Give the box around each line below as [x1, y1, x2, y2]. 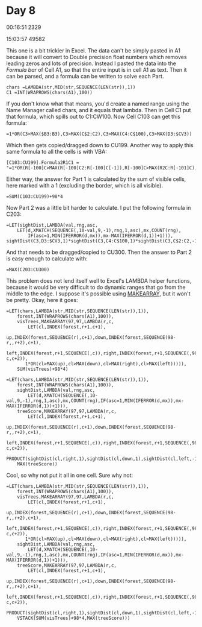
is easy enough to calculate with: [6, 254, 88, 262]
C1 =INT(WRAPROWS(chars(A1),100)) [6, 89, 93, 95]
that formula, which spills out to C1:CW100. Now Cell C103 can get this [6, 113, 181, 120]
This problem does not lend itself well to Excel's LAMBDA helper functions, [6, 277, 192, 284]
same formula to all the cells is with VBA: [6, 148, 107, 155]
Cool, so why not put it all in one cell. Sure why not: [6, 471, 133, 479]
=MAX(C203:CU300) [6, 266, 50, 273]
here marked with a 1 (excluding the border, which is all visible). [6, 181, 164, 189]
